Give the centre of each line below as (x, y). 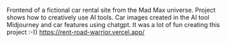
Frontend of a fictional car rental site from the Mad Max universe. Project (111, 10)
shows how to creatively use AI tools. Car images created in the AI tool (108, 17)
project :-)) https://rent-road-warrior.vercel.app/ (75, 32)
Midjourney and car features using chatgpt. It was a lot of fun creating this (113, 25)
